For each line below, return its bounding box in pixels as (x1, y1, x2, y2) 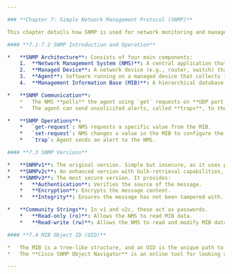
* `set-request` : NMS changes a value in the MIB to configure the (19, 130, 224, 137)
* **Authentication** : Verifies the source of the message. (19, 181, 202, 188)
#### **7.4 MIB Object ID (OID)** (7, 231, 107, 239)
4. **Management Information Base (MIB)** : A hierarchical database (19, 80, 224, 86)
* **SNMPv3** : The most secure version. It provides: (7, 174, 171, 181)
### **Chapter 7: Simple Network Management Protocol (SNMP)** (7, 16, 193, 23)
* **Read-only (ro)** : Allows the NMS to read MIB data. (19, 212, 193, 219)
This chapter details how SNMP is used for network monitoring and (7, 28, 206, 35)
